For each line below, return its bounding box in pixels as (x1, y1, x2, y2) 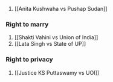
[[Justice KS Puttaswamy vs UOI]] (14, 69, 100, 76)
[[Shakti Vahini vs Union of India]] (14, 34, 98, 41)
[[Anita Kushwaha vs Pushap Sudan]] (14, 5, 108, 12)
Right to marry (5, 20, 49, 28)
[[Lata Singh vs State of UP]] (14, 40, 86, 48)
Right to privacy (5, 55, 54, 64)
